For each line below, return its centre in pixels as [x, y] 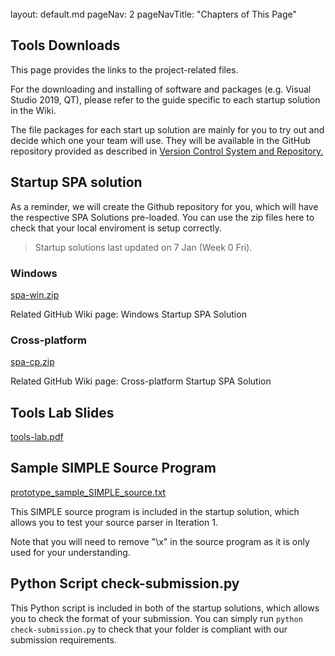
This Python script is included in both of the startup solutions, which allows [165, 608]
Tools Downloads [65, 45]
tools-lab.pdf [37, 437]
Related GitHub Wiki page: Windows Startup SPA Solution [128, 314]
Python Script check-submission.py [125, 583]
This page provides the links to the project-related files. [124, 69]
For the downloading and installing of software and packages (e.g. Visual [161, 89]
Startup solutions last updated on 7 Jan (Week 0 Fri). [143, 247]
